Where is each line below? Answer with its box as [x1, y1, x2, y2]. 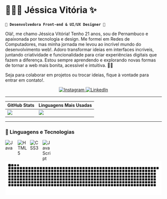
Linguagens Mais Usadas [38, 102, 92, 108]
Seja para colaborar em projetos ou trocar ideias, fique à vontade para [5, 72, 149, 78]
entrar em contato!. [5, 77, 45, 83]
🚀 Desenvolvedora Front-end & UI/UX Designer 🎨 [5, 22, 106, 27]
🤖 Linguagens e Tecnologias [5, 129, 75, 136]
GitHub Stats [7, 102, 35, 108]
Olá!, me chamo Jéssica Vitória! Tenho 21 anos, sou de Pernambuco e [5, 31, 148, 37]
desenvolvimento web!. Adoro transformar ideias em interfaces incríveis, [5, 47, 154, 52]
